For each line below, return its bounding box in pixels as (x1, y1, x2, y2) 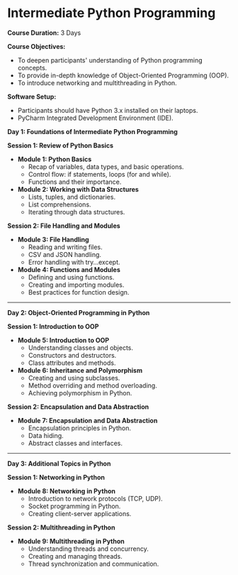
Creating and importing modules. (28, 280, 125, 289)
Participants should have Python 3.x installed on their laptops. (17, 106, 198, 114)
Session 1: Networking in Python (7, 473, 105, 481)
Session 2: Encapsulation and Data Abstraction (7, 402, 149, 411)
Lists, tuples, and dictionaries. (28, 192, 115, 201)
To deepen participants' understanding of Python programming (17, 55, 203, 65)
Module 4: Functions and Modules (17, 265, 120, 274)
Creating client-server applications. (28, 509, 132, 517)
